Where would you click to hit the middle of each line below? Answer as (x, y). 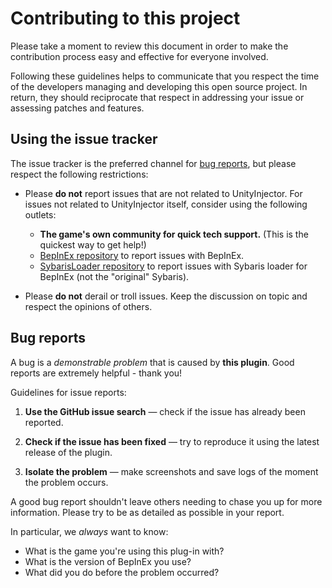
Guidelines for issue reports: (68, 392)
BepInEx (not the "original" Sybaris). (114, 276)
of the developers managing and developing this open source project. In (159, 86)
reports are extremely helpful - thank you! (96, 373)
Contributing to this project (125, 18)
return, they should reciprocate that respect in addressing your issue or (157, 97)
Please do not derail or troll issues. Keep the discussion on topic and (166, 296)
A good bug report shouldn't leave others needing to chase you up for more (166, 501)
